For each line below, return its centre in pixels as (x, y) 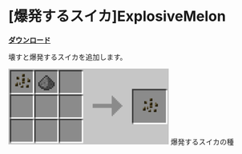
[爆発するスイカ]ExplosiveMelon (117, 16)
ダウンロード (29, 40)
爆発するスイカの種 (202, 141)
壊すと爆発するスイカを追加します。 (68, 57)
